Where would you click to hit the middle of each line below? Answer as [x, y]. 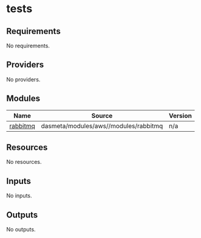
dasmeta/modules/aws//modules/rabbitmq [102, 126]
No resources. [24, 162]
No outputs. [21, 229]
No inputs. [19, 195]
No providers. [23, 79]
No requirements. [28, 46]
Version [181, 115]
